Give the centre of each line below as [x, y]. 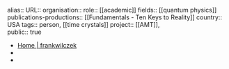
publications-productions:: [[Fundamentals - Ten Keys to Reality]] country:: [115, 17]
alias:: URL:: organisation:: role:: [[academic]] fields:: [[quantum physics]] [112, 10]
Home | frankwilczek [47, 45]
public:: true [24, 32]
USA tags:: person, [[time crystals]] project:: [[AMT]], [84, 24]
